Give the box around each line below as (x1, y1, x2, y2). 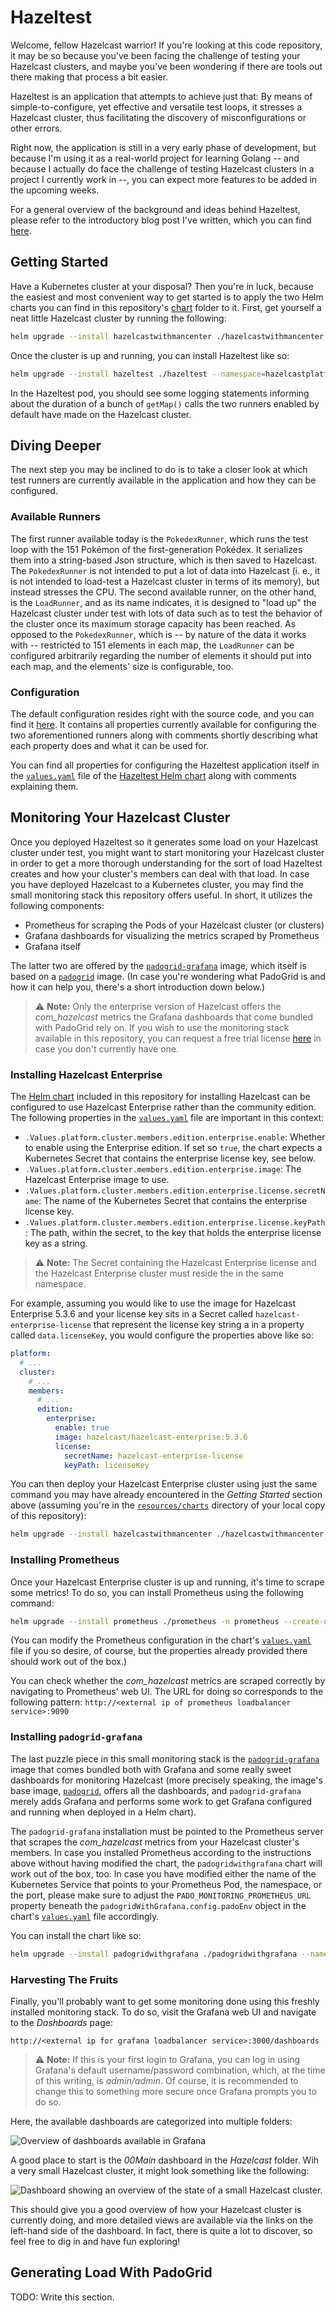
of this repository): (10, 1510, 87, 1522)
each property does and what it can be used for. (10, 739, 210, 751)
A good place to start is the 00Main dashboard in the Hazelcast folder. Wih (10, 2154, 320, 2166)
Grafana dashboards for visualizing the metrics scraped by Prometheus (24, 929, 320, 941)
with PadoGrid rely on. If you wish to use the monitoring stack (34, 1021, 290, 1033)
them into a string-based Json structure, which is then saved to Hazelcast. (10, 554, 318, 566)
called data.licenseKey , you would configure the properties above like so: (10, 1329, 314, 1341)
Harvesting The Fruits (10, 1972, 119, 1986)
